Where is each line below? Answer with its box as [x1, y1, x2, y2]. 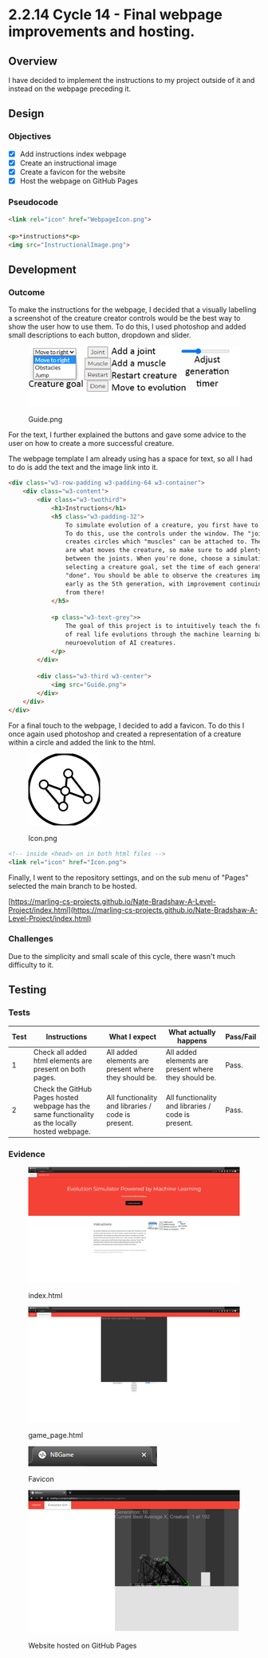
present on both [33, 1064, 86, 1074]
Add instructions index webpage [19, 149, 127, 159]
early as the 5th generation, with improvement [65, 580, 227, 588]
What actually [168, 1028, 216, 1037]
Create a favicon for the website [19, 167, 126, 176]
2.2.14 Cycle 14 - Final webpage [8, 6, 223, 24]
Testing [8, 983, 47, 997]
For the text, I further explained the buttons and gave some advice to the [8, 430, 246, 440]
